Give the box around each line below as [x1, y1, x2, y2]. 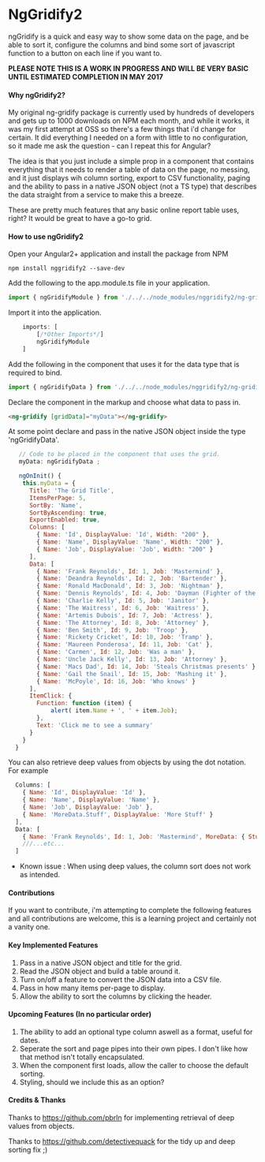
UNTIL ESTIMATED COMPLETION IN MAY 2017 [8, 72, 163, 81]
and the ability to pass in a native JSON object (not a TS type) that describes [8, 181, 257, 191]
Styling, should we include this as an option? [19, 1077, 165, 1086]
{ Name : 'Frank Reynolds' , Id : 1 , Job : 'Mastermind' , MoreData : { [22, 832, 245, 841]
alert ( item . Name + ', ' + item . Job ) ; [50, 707, 178, 715]
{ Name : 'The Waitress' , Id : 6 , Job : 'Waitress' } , [36, 603, 211, 612]
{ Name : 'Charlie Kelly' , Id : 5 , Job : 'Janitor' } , [36, 597, 211, 605]
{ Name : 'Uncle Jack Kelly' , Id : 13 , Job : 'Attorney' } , [36, 656, 228, 663]
